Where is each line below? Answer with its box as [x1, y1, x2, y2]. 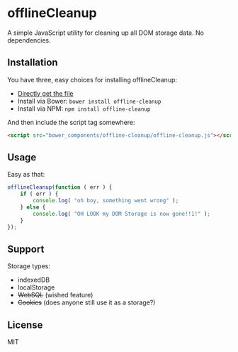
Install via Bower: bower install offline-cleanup [17, 97, 161, 105]
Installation [7, 57, 58, 69]
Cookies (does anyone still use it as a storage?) [17, 298, 156, 307]
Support [7, 243, 45, 255]
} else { [20, 204, 46, 211]
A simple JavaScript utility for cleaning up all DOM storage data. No [7, 28, 204, 37]
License [7, 319, 43, 331]
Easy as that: [7, 170, 45, 179]
